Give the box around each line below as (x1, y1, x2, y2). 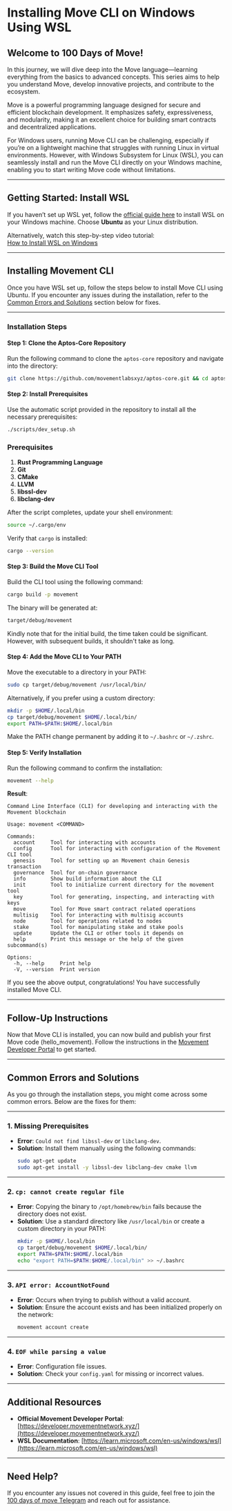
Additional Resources (7, 1396, 101, 1408)
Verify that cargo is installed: (7, 534, 88, 542)
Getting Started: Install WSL (7, 192, 130, 204)
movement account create (17, 1324, 89, 1331)
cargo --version (7, 547, 54, 554)
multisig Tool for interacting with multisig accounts (13, 912, 184, 919)
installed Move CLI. (7, 986, 62, 994)
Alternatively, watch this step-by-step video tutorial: (7, 231, 155, 239)
